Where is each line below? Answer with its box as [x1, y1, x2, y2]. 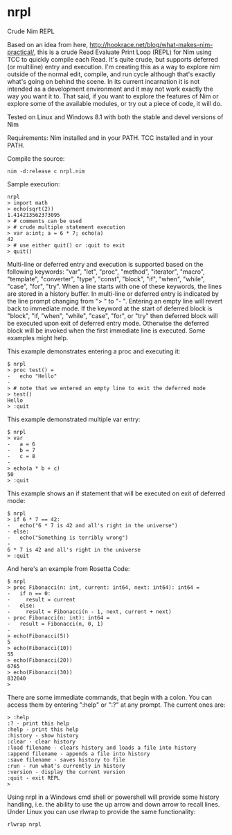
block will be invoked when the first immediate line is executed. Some [7, 326, 206, 335]
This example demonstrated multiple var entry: [7, 415, 141, 423]
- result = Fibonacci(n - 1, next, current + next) [7, 608, 172, 615]
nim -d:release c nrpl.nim [7, 168, 85, 175]
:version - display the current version [7, 768, 126, 775]
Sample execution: [7, 179, 60, 188]
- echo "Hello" [7, 372, 57, 380]
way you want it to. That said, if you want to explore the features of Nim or [7, 91, 220, 100]
